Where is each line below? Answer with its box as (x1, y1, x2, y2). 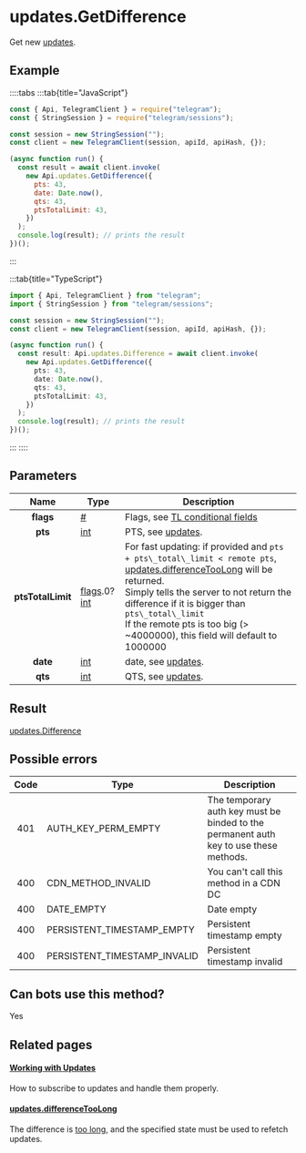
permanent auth (207, 828, 276, 841)
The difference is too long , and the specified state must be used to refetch (9, 1124, 289, 1135)
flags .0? (80, 585, 116, 597)
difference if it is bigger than (124, 597, 246, 609)
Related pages (9, 1036, 93, 1053)
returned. (124, 574, 165, 587)
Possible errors (9, 751, 98, 767)
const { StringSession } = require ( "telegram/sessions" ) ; (9, 113, 234, 122)
